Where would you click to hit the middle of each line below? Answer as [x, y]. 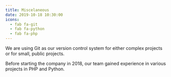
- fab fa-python [27, 29]
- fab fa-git [24, 24]
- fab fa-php [24, 34]
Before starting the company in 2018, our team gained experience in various [85, 63]
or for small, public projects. [35, 54]
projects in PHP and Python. [35, 69]
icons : [12, 19]
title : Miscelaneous [27, 10]
